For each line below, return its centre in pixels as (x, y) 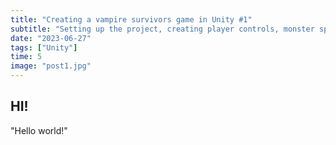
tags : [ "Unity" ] (44, 47)
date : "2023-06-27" (51, 38)
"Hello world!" (39, 130)
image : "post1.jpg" (51, 66)
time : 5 (26, 57)
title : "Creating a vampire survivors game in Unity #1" (131, 19)
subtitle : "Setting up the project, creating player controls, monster (162, 29)
